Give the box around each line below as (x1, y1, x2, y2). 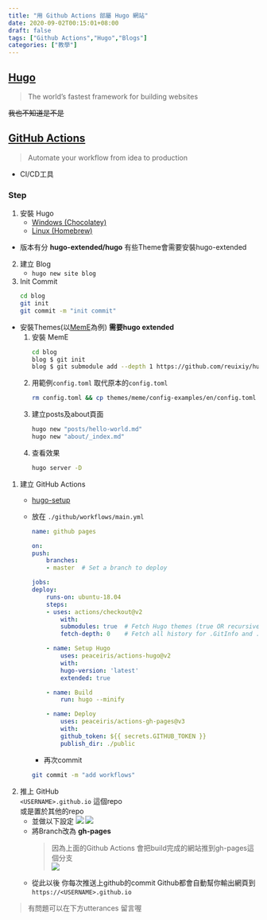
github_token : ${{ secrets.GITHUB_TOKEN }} (60, 732, 207, 740)
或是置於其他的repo (19, 806, 84, 816)
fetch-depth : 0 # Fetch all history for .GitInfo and (60, 630, 253, 639)
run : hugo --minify (60, 696, 125, 704)
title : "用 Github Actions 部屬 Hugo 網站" (8, 11, 149, 20)
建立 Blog (19, 259, 52, 269)
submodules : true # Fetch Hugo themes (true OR (60, 623, 225, 631)
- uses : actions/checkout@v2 (46, 608, 143, 616)
